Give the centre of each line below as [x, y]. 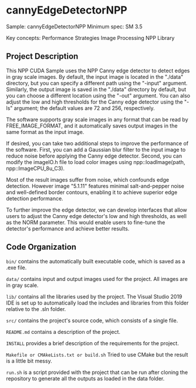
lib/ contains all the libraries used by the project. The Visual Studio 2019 [94, 296]
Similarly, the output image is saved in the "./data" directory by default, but [96, 89]
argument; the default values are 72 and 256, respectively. [85, 108]
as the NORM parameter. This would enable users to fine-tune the [86, 222]
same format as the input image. [45, 132]
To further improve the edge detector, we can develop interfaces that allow [97, 210]
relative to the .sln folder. [36, 309]
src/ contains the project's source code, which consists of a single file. [92, 320]
